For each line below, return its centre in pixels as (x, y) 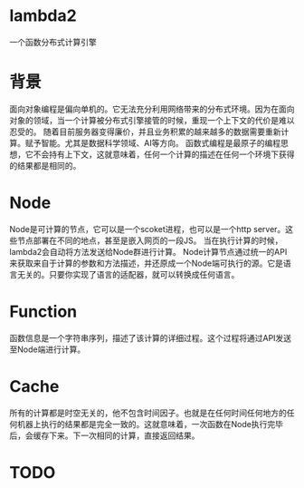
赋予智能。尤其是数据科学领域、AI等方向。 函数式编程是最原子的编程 (153, 142)
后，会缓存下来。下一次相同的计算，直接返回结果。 (104, 435)
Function (43, 312)
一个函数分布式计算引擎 (53, 42)
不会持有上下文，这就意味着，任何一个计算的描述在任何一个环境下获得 (164, 154)
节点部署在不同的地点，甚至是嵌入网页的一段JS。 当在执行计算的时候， (150, 240)
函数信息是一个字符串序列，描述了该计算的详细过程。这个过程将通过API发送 (151, 337)
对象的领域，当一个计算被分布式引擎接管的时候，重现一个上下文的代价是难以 (152, 120)
